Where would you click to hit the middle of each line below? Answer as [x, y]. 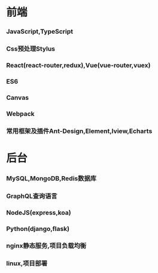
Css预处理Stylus [31, 49]
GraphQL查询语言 [32, 196]
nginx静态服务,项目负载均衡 [46, 246]
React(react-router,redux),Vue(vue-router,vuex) [78, 65]
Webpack [20, 114]
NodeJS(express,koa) [39, 212]
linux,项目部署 [27, 263]
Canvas [17, 97]
